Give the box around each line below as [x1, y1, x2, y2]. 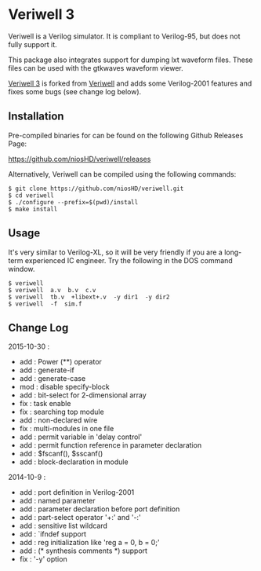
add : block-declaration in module [19, 457, 129, 467]
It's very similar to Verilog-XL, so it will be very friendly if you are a [8, 247, 223, 257]
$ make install [8, 205, 58, 213]
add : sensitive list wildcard [19, 521, 108, 531]
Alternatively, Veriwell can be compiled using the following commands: [8, 169, 237, 178]
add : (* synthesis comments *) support [19, 546, 147, 555]
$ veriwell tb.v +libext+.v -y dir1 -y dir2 [8, 293, 170, 301]
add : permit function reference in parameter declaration [19, 441, 202, 450]
